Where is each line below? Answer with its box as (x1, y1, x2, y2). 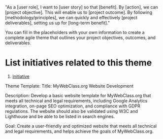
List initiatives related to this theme (5, 57, 152, 69)
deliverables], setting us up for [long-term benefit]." (5, 20, 110, 26)
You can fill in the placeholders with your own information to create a (5, 30, 145, 35)
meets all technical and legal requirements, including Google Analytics (5, 98, 148, 104)
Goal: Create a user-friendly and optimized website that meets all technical (5, 123, 157, 129)
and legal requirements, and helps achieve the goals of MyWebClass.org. (5, 128, 154, 134)
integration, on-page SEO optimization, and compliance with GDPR (5, 103, 140, 109)
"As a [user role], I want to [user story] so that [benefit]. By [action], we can (5, 4, 159, 10)
